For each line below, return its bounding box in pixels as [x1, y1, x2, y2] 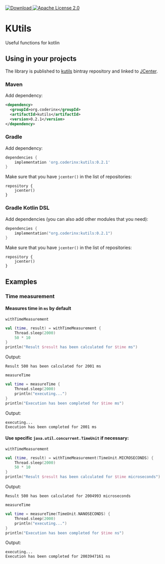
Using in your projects [5, 54, 77, 63]
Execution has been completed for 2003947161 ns [5, 554, 111, 559]
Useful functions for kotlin [5, 39, 60, 46]
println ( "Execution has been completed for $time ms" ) [5, 400, 124, 406]
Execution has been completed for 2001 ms [5, 424, 97, 430]
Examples [5, 277, 37, 286]
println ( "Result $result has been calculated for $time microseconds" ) [5, 475, 160, 480]
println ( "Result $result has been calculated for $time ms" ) [5, 345, 138, 350]
